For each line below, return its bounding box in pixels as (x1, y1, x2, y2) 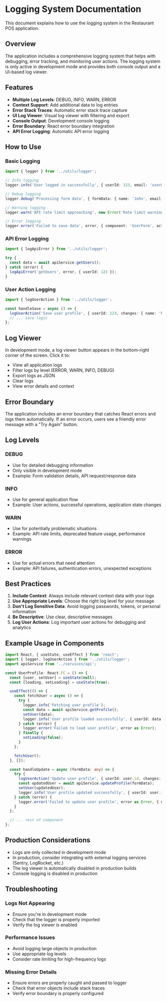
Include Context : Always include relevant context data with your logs (12, 593, 155, 599)
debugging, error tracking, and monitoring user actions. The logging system (5, 58, 161, 64)
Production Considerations (5, 836, 90, 845)
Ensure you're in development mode (12, 911, 87, 917)
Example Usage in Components (5, 639, 104, 647)
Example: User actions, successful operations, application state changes (12, 502, 162, 508)
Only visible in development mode (12, 467, 82, 473)
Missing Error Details (5, 968, 57, 975)
